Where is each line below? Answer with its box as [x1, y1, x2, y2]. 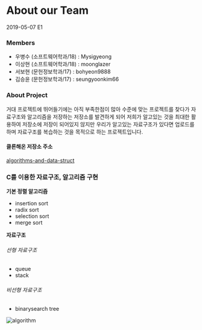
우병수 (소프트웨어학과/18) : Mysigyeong [14, 53, 112, 60]
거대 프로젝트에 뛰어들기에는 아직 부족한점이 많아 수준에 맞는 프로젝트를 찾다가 [6, 105, 190, 113]
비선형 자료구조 [6, 286, 42, 293]
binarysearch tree [14, 305, 59, 313]
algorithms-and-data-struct [6, 157, 75, 164]
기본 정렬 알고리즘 [6, 188, 48, 195]
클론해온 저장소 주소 [6, 143, 53, 151]
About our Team [6, 4, 89, 17]
